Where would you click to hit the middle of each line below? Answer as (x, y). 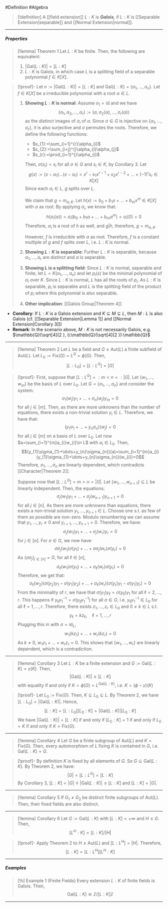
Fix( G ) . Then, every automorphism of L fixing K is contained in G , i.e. (88, 746)
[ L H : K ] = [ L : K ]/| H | (90, 832)
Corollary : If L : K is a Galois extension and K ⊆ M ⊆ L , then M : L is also (87, 314)
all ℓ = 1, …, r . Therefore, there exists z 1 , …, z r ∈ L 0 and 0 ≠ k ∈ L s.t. (87, 607)
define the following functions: (56, 134)
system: (25, 390)
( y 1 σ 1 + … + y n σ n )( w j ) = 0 (90, 428)
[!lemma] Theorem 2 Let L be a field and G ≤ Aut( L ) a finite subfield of (89, 349)
